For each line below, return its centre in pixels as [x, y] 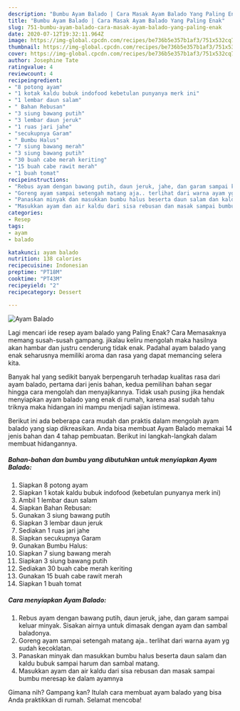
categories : [26, 213]
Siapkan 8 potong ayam [53, 485]
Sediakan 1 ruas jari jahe [54, 531]
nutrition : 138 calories [45, 259]
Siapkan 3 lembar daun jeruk [61, 523]
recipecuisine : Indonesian [48, 266]
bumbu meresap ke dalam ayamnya [71, 679]
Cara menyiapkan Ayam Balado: [57, 600]
